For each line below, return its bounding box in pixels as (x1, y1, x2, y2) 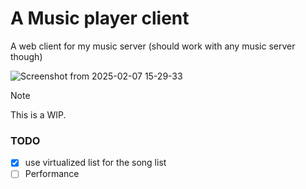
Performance (24, 168, 80, 180)
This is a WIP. (10, 108, 67, 121)
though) (10, 50, 43, 62)
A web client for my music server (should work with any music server (10, 40, 296, 52)
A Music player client (10, 7, 190, 30)
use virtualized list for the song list (24, 157, 167, 169)
